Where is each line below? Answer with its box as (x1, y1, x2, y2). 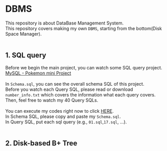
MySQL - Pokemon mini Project (5, 70, 71, 76)
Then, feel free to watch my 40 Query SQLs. (5, 97, 99, 103)
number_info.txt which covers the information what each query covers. (5, 91, 156, 97)
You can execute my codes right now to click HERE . (5, 108, 114, 114)
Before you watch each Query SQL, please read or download (5, 86, 133, 92)
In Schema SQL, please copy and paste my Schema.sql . (5, 113, 121, 119)
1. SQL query (5, 51, 46, 60)
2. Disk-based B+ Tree (5, 139, 78, 148)
